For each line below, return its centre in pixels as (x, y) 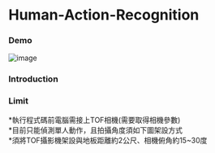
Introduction (33, 79)
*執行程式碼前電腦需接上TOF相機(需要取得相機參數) (95, 120)
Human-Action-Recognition (104, 15)
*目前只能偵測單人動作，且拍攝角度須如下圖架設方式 (96, 130)
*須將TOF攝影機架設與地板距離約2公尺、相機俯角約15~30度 (108, 140)
